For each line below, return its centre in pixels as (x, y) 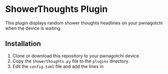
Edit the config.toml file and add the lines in (58, 66)
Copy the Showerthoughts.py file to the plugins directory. (71, 61)
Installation (23, 44)
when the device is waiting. (33, 28)
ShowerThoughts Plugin (56, 9)
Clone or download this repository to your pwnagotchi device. (76, 56)
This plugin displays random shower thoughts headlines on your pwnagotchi (84, 23)
